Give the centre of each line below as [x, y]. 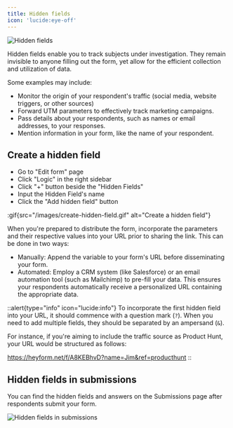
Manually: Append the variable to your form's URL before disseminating [121, 257]
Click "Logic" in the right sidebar [65, 179]
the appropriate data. [48, 294]
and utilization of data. [40, 69]
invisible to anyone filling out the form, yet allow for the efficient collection [114, 61]
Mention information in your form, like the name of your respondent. [115, 133]
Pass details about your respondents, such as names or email [106, 118]
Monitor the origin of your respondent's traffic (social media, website [117, 96]
